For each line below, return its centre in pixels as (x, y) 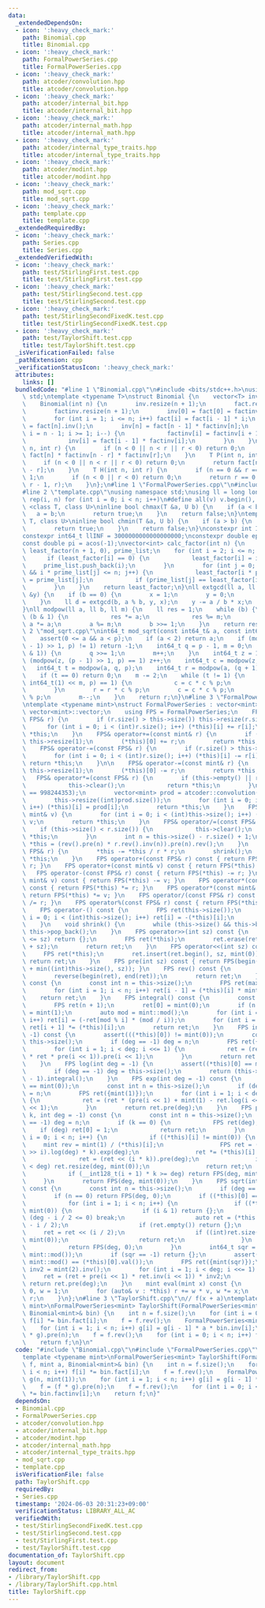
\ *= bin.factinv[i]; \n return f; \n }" (91, 1394)
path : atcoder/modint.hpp (65, 170)
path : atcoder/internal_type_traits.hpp (90, 147)
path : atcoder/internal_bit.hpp (75, 103)
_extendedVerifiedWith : (54, 257)
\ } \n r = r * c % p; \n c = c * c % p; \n (129, 690)
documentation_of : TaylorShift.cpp (67, 1555)
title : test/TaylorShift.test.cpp (79, 345)
